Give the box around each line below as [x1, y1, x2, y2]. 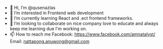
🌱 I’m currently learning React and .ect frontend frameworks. [9, 15, 133, 21]
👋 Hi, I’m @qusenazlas [9, 5, 56, 10]
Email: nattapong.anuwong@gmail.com [9, 39, 90, 44]
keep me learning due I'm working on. [9, 26, 87, 32]
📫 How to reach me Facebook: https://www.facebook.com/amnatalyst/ [9, 31, 156, 37]
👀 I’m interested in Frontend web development [9, 10, 104, 16]
